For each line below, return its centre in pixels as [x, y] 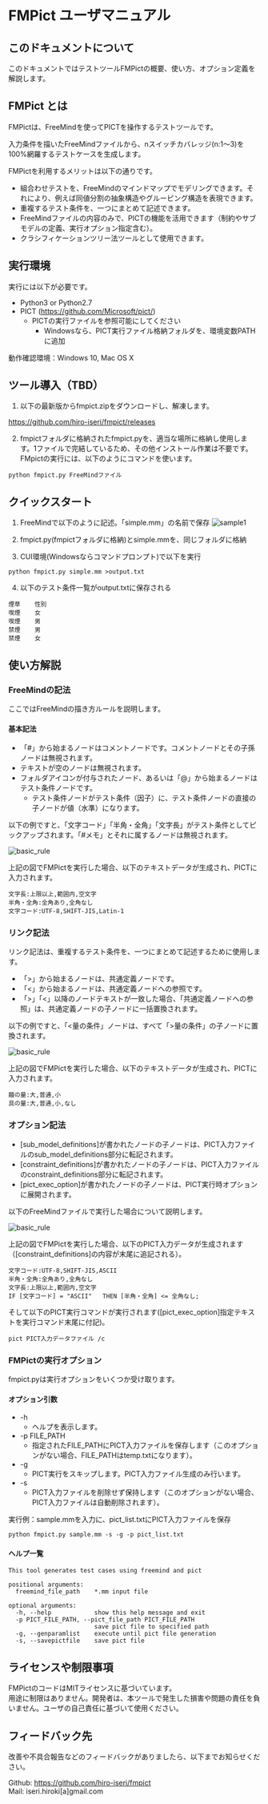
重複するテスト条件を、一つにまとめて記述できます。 [107, 207]
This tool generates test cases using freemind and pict [105, 1571]
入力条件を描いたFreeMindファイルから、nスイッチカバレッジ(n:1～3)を [126, 143]
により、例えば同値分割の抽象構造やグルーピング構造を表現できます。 [142, 198]
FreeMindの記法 [40, 690]
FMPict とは [38, 106]
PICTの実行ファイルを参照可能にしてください [106, 320]
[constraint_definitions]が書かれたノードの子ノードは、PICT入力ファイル [140, 1164]
